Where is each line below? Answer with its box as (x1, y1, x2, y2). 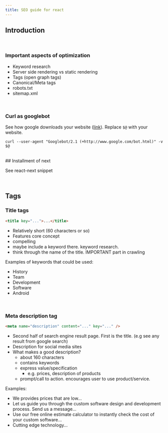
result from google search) (12, 338, 68, 344)
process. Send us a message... (12, 406, 76, 412)
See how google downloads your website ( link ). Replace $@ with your (5, 124, 148, 130)
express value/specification (20, 365, 77, 371)
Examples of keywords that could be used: (5, 259, 94, 265)
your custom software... (12, 416, 62, 422)
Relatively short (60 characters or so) (12, 227, 90, 233)
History (12, 268, 28, 275)
